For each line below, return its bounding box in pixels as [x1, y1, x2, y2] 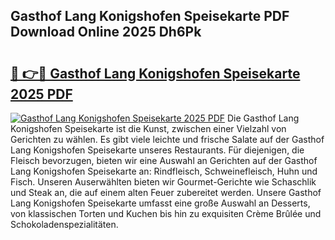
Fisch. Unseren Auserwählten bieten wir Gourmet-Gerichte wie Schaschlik [10, 176, 317, 188]
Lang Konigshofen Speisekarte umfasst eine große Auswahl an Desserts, [10, 197, 311, 209]
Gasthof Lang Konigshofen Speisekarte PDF [10, 8, 290, 25]
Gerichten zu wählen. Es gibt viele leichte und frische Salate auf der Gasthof [10, 134, 325, 145]
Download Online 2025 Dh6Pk [10, 24, 202, 41]
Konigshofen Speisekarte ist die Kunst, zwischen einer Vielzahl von [10, 123, 287, 134]
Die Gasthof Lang [226, 112, 300, 124]
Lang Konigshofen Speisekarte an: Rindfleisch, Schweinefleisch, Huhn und [10, 165, 318, 177]
